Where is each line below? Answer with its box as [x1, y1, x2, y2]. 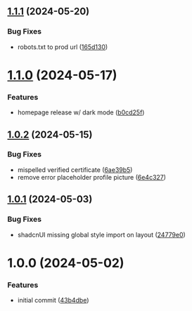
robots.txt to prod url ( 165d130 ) [17, 42, 108, 51]
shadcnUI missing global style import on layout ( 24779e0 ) [17, 230, 186, 239]
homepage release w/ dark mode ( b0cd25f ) [17, 108, 145, 117]
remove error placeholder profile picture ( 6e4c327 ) [17, 173, 167, 181]
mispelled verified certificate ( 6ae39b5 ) [17, 165, 133, 174]
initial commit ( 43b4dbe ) [17, 296, 89, 305]
